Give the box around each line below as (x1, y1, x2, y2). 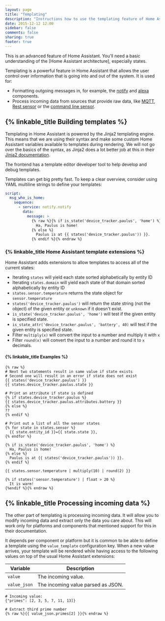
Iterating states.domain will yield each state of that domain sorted (12, 280, 145, 286)
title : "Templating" (5, 12, 48, 17)
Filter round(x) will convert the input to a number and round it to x (12, 337, 145, 343)
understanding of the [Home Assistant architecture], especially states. (5, 58, 147, 64)
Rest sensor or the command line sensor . (12, 103, 95, 109)
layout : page (5, 7, 32, 12)
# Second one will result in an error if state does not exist (5, 373, 137, 378)
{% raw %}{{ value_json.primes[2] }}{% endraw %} (5, 611, 109, 616)
